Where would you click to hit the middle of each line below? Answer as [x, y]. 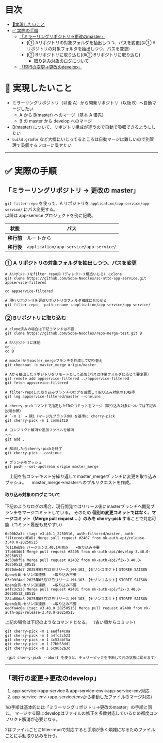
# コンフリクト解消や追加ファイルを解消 [40, 430]
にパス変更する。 [41, 209]
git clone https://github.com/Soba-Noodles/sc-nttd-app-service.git [76, 278]
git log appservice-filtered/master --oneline [53, 397]
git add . [15, 440]
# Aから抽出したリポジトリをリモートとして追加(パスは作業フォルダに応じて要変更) [77, 375]
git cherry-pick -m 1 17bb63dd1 [38, 644]
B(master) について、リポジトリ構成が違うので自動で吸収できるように [82, 127]
